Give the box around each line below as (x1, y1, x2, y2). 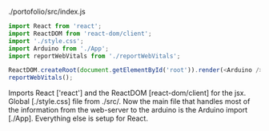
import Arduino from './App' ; (8, 44, 110, 53)
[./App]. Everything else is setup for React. (8, 113, 148, 123)
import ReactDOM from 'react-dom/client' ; (8, 30, 152, 38)
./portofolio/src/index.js (8, 7, 86, 16)
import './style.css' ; (8, 37, 84, 45)
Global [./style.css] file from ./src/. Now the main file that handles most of (8, 97, 251, 106)
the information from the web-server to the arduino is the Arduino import (8, 105, 248, 115)
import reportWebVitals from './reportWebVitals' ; (8, 52, 181, 60)
